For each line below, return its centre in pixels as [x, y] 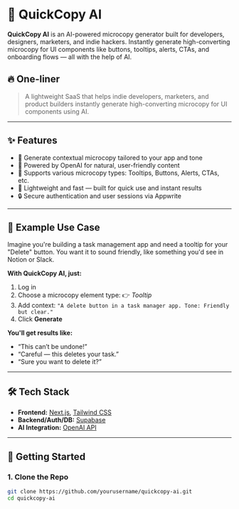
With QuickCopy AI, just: [44, 274]
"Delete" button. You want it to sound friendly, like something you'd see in [116, 252]
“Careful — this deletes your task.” [68, 354]
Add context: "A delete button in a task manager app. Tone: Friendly [123, 306]
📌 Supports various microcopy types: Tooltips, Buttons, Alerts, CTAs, [118, 173]
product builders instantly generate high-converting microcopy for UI [126, 104]
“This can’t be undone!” [52, 347]
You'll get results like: [40, 333]
